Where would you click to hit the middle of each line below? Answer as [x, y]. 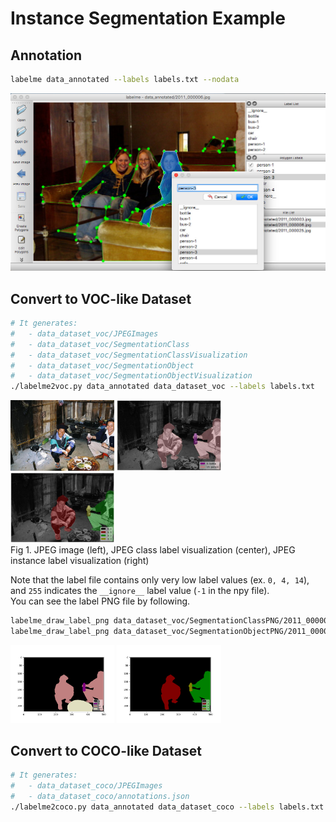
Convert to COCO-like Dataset [106, 750]
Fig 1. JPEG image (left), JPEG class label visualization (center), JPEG [153, 550]
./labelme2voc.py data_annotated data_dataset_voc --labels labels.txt [162, 387]
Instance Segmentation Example [148, 18]
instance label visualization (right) [80, 561]
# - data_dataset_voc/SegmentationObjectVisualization [131, 376]
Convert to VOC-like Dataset [101, 298]
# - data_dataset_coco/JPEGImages [86, 786]
